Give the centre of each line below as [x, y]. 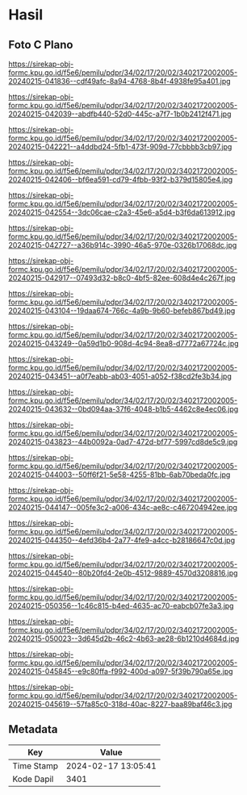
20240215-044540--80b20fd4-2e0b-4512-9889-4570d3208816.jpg [123, 573]
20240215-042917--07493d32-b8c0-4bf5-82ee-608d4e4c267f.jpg [122, 278]
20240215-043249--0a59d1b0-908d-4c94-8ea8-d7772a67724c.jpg [124, 343]
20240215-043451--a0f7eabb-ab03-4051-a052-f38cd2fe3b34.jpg [120, 376]
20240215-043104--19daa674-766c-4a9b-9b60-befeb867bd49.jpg [122, 311]
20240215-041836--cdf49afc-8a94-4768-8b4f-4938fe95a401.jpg [120, 81]
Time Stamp [36, 766]
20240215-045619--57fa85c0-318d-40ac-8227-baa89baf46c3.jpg [120, 704]
